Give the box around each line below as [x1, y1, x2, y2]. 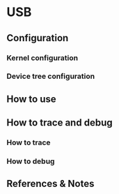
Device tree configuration [6, 71, 95, 81]
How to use [6, 93, 56, 105]
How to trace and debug [6, 117, 113, 129]
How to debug [6, 156, 55, 166]
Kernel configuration [6, 53, 78, 63]
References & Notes [6, 178, 95, 190]
